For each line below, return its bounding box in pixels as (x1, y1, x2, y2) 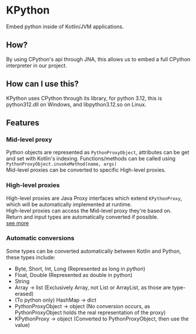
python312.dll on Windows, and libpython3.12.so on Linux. (6, 101, 147, 108)
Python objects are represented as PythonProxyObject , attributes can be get (6, 149, 190, 156)
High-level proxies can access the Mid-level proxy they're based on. (6, 207, 172, 214)
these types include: (6, 253, 56, 260)
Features (6, 118, 39, 128)
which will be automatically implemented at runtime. (6, 201, 132, 208)
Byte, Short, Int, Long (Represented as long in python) (14, 265, 146, 272)
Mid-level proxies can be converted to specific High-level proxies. (6, 166, 166, 173)
